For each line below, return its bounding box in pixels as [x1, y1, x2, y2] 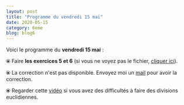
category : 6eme [6, 24, 43, 31]
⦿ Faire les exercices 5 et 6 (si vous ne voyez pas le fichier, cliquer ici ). [6, 58, 178, 65]
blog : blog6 [6, 30, 35, 36]
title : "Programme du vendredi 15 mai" [6, 14, 103, 20]
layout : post [6, 8, 38, 15]
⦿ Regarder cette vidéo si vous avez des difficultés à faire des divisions [6, 87, 178, 94]
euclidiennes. [6, 94, 39, 101]
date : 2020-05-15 [6, 19, 48, 25]
